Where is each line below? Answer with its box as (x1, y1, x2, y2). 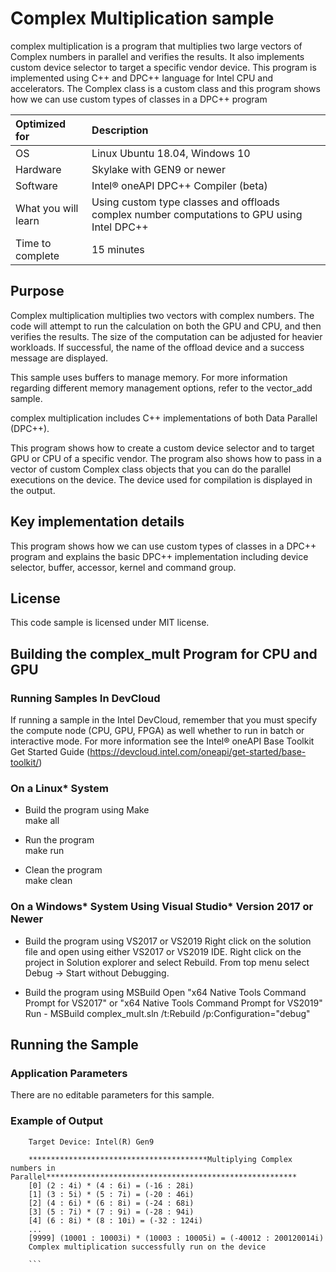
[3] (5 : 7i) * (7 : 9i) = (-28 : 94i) (28, 1207, 195, 1217)
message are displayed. (10, 352, 109, 364)
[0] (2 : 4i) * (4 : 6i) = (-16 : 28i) (28, 1180, 195, 1191)
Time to (15, 236, 52, 250)
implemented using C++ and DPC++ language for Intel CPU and (10, 72, 274, 84)
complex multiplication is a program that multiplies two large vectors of (10, 40, 303, 52)
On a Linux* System (10, 781, 109, 795)
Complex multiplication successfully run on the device (28, 1242, 267, 1252)
